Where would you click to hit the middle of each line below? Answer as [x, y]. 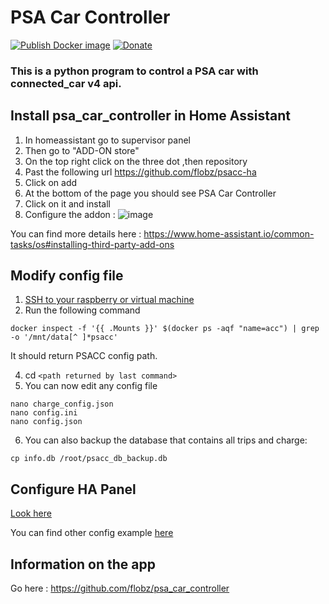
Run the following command [82, 310]
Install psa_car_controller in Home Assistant [151, 116]
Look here [31, 513]
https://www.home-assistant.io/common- [229, 233]
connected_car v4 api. [66, 83]
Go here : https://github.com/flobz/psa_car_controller [120, 588]
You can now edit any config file [91, 386]
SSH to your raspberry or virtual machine [109, 300]
